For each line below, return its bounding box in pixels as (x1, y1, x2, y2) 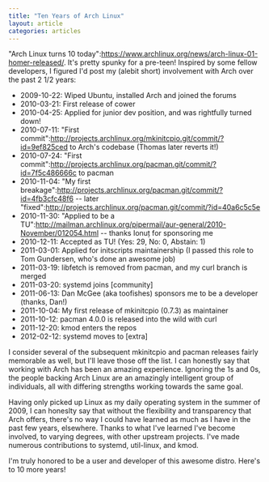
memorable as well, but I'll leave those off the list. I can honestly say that (8, 356, 250, 365)
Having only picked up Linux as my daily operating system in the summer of (8, 398, 261, 407)
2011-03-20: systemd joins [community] (19, 280, 153, 290)
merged (19, 271, 47, 281)
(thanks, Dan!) (19, 297, 68, 307)
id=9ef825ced (19, 143, 69, 152)
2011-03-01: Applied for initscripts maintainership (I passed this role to (19, 245, 254, 255)
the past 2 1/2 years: (8, 75, 77, 85)
